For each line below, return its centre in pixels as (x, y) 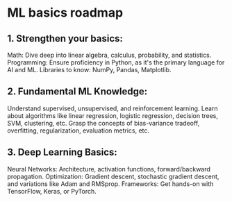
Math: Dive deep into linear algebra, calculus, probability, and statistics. (109, 55)
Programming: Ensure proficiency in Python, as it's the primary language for (116, 62)
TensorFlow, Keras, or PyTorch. (52, 191)
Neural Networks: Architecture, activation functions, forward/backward (109, 169)
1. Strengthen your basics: (65, 39)
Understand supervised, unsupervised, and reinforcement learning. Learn (113, 108)
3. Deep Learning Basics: (63, 152)
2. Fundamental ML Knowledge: (77, 92)
